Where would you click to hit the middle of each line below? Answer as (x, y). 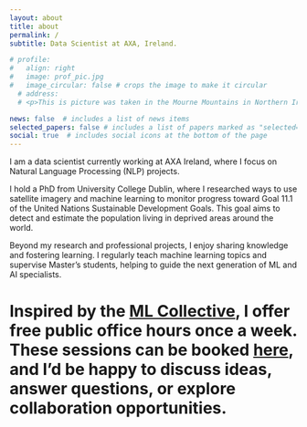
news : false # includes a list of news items (100, 119)
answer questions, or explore (122, 389)
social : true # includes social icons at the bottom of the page (138, 136)
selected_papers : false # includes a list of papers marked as (132, 127)
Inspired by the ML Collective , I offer (150, 312)
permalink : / (34, 35)
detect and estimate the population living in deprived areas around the (142, 218)
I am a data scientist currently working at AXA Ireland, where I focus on (143, 161)
